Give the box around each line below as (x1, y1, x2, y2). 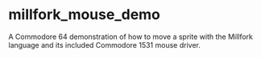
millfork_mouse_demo (8, 6, 161, 24)
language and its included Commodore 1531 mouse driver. (8, 40, 201, 49)
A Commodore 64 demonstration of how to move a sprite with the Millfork (8, 32, 254, 41)
